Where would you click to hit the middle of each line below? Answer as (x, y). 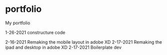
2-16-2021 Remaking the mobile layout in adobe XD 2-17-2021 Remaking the (84, 42)
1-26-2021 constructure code (35, 32)
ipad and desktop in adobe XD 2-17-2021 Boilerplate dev (63, 47)
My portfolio (18, 23)
